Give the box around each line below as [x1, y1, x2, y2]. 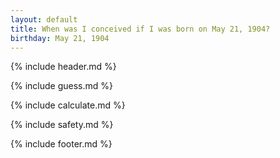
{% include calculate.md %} [10, 99, 126, 111]
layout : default [10, 14, 78, 25]
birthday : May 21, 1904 [10, 33, 110, 43]
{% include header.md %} [10, 61, 117, 73]
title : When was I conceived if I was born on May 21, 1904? [10, 24, 271, 34]
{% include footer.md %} [10, 138, 113, 150]
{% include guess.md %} [10, 80, 113, 92]
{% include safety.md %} [10, 119, 114, 131]
